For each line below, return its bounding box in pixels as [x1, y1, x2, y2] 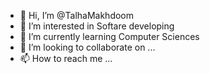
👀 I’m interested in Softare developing [19, 20, 175, 32]
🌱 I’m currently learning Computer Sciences [19, 31, 200, 42]
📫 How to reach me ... [19, 53, 113, 64]
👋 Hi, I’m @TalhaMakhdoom [19, 10, 135, 21]
